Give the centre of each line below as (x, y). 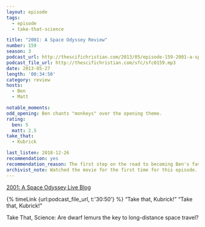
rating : (16, 119)
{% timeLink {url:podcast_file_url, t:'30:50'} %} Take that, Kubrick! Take (99, 199)
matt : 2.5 (24, 131)
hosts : (15, 85)
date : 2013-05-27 (28, 68)
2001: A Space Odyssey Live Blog (49, 187)
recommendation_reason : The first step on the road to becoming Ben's (98, 164)
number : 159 (21, 46)
